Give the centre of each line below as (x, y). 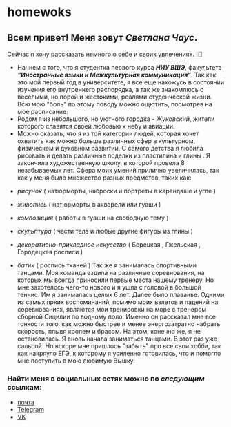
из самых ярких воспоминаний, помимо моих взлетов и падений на (118, 302)
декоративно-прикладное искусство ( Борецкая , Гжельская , (109, 245)
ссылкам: (25, 387)
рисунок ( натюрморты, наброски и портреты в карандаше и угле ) (116, 191)
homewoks (39, 12)
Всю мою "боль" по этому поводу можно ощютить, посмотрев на (114, 104)
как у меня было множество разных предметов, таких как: (104, 178)
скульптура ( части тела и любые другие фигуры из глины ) (105, 231)
